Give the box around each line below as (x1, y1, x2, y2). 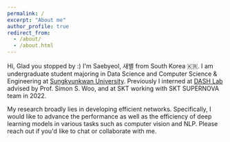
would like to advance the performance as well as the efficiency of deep (7, 112, 212, 121)
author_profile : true (7, 23, 70, 30)
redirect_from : (7, 29, 51, 37)
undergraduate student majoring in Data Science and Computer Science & (7, 70, 218, 78)
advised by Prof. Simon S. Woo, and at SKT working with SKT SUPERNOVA (7, 84, 219, 92)
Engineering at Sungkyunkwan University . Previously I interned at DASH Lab (7, 77, 223, 85)
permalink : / (7, 10, 45, 17)
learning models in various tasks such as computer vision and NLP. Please (7, 120, 218, 128)
